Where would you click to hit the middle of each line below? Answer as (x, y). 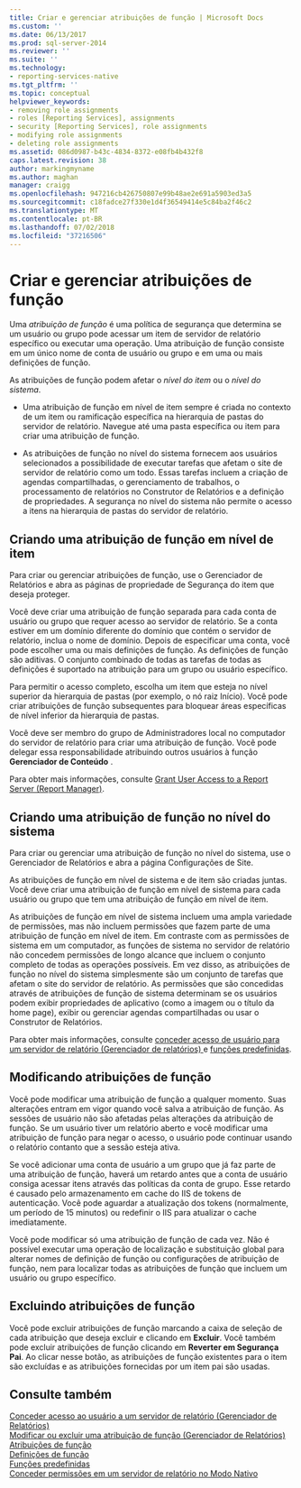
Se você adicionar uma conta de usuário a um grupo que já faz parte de (143, 1164)
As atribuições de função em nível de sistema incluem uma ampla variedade (151, 916)
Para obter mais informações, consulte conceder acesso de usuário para (145, 1039)
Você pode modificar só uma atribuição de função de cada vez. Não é (140, 1239)
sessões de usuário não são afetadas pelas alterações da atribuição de (141, 1118)
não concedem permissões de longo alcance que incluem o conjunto (137, 955)
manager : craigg (40, 186)
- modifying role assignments (66, 135)
